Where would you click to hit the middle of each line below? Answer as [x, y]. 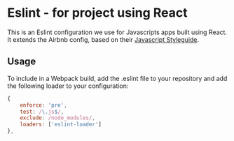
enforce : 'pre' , [44, 105]
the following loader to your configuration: [68, 86]
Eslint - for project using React [97, 13]
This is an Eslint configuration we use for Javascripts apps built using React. [117, 32]
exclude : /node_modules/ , [58, 118]
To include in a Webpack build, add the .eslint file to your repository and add [117, 78]
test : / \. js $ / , [42, 112]
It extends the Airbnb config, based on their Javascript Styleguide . [103, 39]
